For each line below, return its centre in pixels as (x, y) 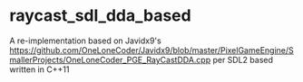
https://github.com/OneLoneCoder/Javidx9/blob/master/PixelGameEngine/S (152, 50)
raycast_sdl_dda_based (101, 16)
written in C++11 (39, 69)
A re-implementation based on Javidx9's (85, 41)
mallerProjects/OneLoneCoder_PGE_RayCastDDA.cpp (110, 59)
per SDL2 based (243, 59)
